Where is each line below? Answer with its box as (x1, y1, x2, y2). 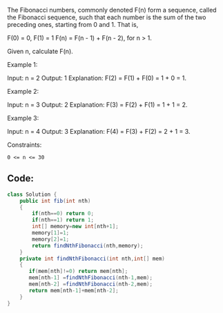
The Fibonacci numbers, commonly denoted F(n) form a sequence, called (7, 6, 217, 14)
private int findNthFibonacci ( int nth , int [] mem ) (19, 255, 166, 262)
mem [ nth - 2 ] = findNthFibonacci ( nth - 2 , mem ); (28, 281, 153, 288)
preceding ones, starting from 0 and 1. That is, (7, 21, 139, 28)
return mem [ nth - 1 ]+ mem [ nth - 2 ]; (28, 287, 119, 294)
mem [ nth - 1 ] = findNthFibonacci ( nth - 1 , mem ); (28, 274, 153, 281)
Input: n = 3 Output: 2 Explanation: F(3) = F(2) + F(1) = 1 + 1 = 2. (7, 101, 188, 109)
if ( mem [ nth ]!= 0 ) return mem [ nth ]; (28, 268, 128, 275)
